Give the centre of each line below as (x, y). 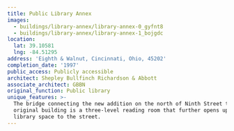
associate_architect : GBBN (46, 85)
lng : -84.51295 (36, 53)
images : (18, 20)
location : (22, 40)
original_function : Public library (59, 91)
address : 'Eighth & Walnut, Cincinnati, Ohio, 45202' (87, 59)
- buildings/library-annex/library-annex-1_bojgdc (88, 33)
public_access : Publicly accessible (60, 71)
